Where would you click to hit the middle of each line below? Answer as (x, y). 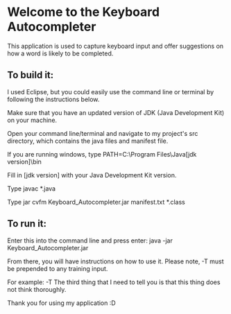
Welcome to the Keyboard (84, 12)
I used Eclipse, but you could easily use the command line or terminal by (111, 91)
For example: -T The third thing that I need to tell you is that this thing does (114, 282)
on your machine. (32, 120)
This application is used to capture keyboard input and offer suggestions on (115, 46)
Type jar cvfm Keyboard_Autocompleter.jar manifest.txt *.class (96, 202)
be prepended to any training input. (58, 268)
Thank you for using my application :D (61, 303)
